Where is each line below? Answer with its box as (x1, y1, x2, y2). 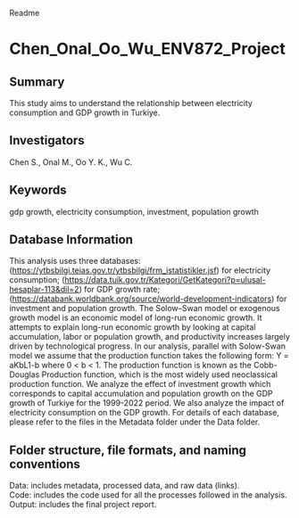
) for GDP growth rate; (79, 284, 161, 295)
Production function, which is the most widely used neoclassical (41, 369, 278, 380)
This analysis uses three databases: (9, 256, 141, 267)
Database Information (9, 232, 134, 248)
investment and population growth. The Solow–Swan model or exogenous (9, 303, 281, 314)
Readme (9, 8, 40, 18)
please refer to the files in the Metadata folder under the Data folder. (9, 416, 261, 427)
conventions (9, 456, 80, 472)
